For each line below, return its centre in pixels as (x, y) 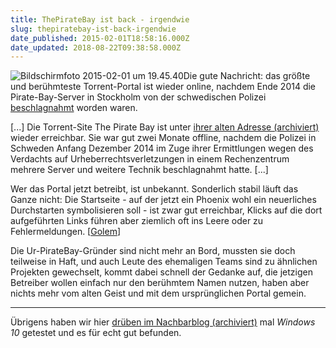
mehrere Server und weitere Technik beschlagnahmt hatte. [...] (139, 170)
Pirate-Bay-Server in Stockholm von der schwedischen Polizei (138, 97)
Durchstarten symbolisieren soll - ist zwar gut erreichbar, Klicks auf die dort (166, 210)
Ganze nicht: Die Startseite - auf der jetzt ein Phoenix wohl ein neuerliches (163, 200)
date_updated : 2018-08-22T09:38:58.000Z (96, 47)
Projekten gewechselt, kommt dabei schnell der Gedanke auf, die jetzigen (161, 272)
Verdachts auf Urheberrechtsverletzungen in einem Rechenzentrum (150, 159)
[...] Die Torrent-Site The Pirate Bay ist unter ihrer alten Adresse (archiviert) (165, 127)
